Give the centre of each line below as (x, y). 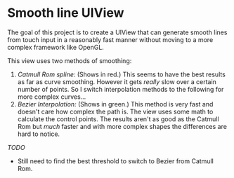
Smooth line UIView (66, 13)
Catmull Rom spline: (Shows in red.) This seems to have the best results (122, 74)
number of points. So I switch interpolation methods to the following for (121, 89)
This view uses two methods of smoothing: (70, 60)
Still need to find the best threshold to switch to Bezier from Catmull (116, 161)
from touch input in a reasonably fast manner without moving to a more (110, 39)
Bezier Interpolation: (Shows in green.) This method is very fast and (115, 104)
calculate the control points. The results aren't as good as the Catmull (118, 119)
